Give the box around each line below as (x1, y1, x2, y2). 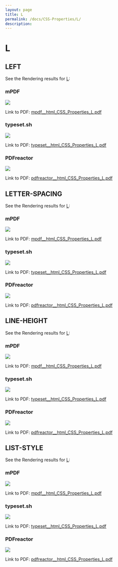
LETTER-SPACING (5, 189, 62, 198)
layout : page (5, 7, 32, 12)
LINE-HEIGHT (5, 317, 48, 325)
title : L (5, 12, 23, 17)
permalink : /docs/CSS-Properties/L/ (5, 16, 81, 21)
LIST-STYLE (5, 443, 43, 452)
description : (5, 21, 32, 26)
